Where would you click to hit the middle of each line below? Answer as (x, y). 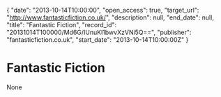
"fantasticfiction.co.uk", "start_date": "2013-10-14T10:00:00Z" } (98, 40)
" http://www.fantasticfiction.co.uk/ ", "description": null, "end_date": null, (110, 17)
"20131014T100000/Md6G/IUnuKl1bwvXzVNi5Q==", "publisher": (99, 32)
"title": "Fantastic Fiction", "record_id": (62, 25)
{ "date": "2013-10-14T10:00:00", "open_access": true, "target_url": (103, 10)
